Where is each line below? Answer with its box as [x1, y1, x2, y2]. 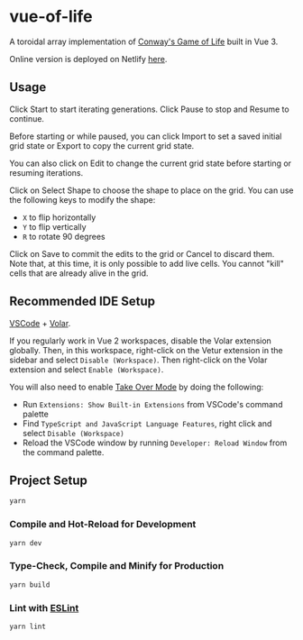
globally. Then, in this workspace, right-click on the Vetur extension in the [9, 344, 283, 355]
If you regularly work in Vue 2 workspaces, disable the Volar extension [9, 335, 272, 346]
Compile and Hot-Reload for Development [9, 518, 197, 531]
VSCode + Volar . [9, 317, 71, 328]
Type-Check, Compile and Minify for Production [9, 560, 225, 572]
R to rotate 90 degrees [22, 231, 106, 242]
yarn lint [9, 622, 47, 631]
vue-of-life [9, 6, 93, 27]
